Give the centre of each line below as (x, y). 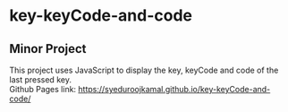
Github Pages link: (43, 89)
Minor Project (48, 49)
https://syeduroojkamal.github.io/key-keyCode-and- (174, 89)
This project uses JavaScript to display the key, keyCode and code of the (144, 70)
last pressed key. (40, 80)
